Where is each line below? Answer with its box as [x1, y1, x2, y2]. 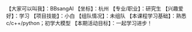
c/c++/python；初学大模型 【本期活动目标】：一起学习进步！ [6, 20, 152, 26]
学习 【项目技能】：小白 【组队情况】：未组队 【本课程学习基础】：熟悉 [18, 12, 187, 19]
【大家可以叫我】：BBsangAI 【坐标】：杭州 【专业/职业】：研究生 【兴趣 [6, 5, 178, 12]
